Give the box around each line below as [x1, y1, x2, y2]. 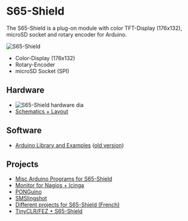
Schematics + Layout [15, 108, 69, 115]
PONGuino [15, 188, 42, 195]
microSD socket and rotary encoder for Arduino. [6, 30, 127, 38]
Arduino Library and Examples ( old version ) [15, 141, 124, 149]
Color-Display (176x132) [15, 54, 75, 61]
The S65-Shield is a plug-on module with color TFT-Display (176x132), [6, 24, 183, 32]
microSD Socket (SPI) [15, 67, 70, 74]
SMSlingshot [15, 195, 47, 202]
